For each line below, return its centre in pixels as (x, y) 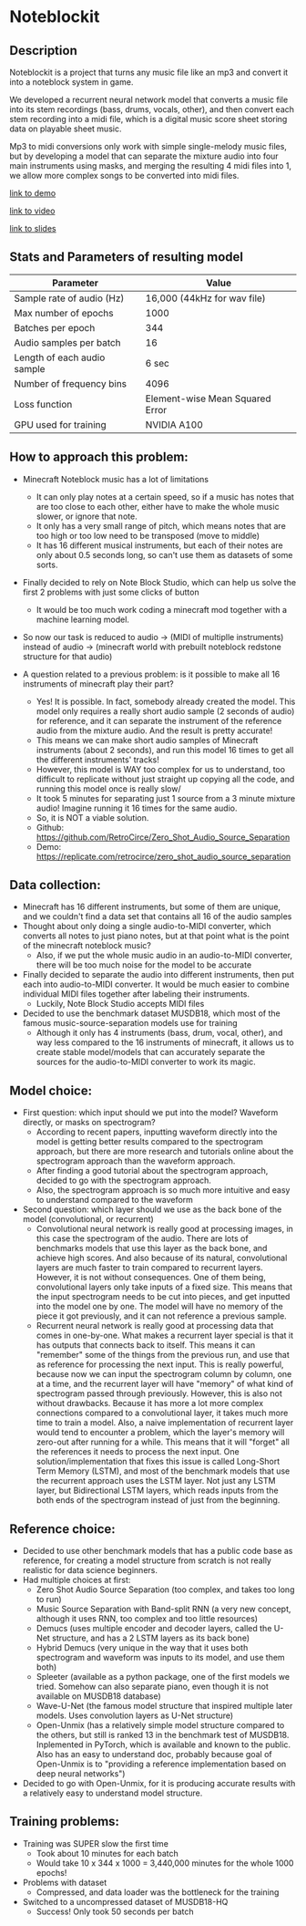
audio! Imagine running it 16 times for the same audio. (137, 808)
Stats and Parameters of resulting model (127, 257)
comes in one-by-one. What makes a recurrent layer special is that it (165, 1336)
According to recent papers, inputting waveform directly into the (157, 1132)
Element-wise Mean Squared (208, 399)
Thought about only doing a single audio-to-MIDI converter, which (147, 927)
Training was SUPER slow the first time (95, 1843)
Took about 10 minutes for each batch (107, 1853)
